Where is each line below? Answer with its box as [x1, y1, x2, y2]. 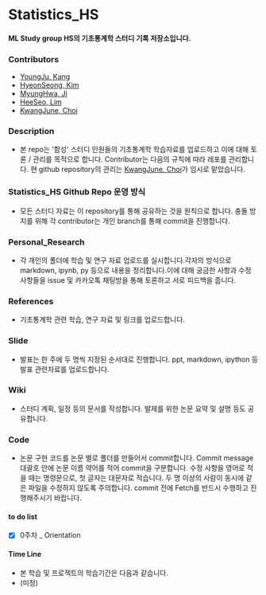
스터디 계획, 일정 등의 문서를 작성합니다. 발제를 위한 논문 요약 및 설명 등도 [19, 404, 246, 413]
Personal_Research [8, 237, 85, 248]
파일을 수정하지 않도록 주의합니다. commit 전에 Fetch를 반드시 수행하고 [28, 483, 249, 493]
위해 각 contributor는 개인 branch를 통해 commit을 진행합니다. [34, 216, 230, 225]
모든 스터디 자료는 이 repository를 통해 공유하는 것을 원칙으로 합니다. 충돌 [19, 206, 249, 216]
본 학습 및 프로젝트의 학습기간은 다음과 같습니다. [19, 568, 168, 577]
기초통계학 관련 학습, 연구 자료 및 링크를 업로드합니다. [19, 315, 185, 324]
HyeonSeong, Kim [19, 80, 79, 90]
